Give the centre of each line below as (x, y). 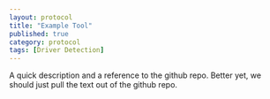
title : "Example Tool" (51, 26)
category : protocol (45, 42)
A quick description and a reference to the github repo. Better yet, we (135, 75)
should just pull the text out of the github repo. (94, 85)
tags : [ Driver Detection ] (56, 50)
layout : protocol (41, 17)
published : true (39, 34)
